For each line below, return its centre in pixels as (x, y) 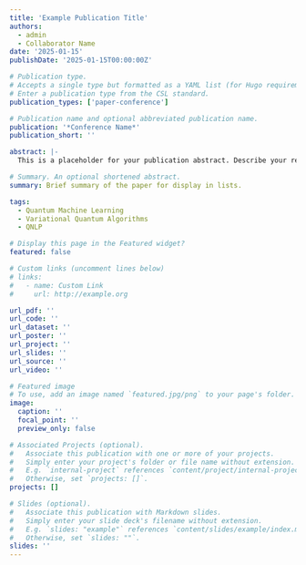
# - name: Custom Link (56, 285)
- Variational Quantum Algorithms (83, 219)
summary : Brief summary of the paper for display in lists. (126, 185)
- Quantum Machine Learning (71, 211)
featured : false (40, 252)
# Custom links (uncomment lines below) (87, 269)
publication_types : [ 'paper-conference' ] (89, 102)
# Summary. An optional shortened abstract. (95, 177)
